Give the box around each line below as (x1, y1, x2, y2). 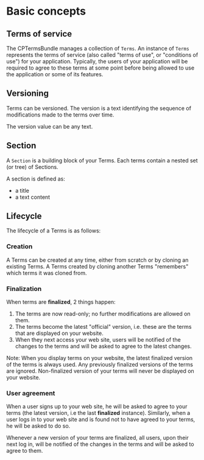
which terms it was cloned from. (6, 269, 87, 276)
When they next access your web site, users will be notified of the (15, 336, 181, 343)
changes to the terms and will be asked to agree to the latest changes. (15, 343, 192, 350)
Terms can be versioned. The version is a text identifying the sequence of (6, 104, 192, 112)
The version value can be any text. (6, 123, 93, 130)
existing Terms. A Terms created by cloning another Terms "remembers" (6, 262, 189, 270)
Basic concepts (6, 4, 86, 18)
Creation (6, 242, 33, 251)
